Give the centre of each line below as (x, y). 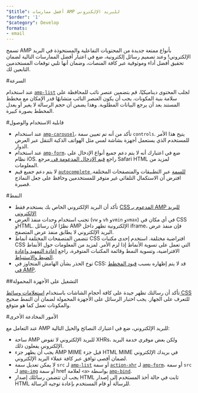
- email (16, 34)
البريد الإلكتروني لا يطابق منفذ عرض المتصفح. (64, 232)
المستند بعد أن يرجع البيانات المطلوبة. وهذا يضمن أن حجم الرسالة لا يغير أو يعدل (93, 105)
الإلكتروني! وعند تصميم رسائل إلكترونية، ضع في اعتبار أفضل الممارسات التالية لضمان (98, 57)
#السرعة (16, 81)
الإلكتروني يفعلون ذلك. (39, 346)
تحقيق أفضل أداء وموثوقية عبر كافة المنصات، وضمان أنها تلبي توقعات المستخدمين (95, 63)
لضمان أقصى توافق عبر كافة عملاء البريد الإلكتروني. (71, 359)
